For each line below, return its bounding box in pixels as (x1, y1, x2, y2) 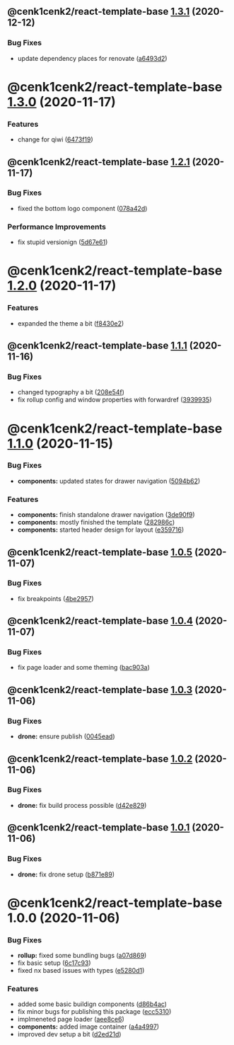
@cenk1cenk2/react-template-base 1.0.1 (7, 821, 190, 834)
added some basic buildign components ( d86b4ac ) (17, 1000, 168, 1008)
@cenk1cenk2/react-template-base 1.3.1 (7, 6, 190, 18)
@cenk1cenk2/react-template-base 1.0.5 (7, 546, 193, 558)
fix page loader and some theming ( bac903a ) (17, 663, 150, 672)
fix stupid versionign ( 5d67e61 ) (17, 238, 108, 246)
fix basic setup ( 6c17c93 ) (17, 959, 91, 967)
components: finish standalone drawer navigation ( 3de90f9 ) (17, 510, 196, 519)
